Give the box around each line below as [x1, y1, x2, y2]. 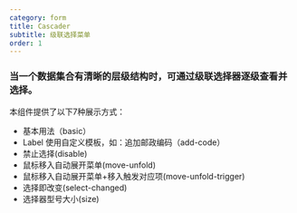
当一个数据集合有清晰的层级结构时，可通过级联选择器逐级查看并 [9, 70, 288, 82]
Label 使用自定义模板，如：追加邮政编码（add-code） [22, 137, 225, 148]
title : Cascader [9, 22, 71, 31]
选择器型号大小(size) [22, 193, 100, 204]
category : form [9, 13, 67, 23]
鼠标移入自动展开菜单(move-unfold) [22, 160, 157, 170]
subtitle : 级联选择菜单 [9, 30, 91, 39]
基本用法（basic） [22, 125, 91, 136]
